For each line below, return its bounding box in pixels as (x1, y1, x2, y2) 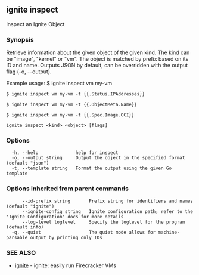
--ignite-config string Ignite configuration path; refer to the (21, 208, 194, 214)
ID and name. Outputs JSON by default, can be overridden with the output (6, 62, 188, 69)
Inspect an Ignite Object (6, 20, 65, 27)
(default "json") (6, 160, 49, 166)
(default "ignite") (6, 203, 55, 209)
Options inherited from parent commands (6, 184, 129, 193)
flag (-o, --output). (6, 68, 52, 75)
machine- (158, 229, 180, 235)
